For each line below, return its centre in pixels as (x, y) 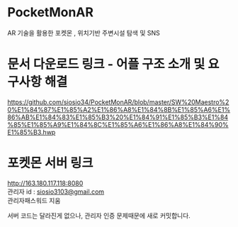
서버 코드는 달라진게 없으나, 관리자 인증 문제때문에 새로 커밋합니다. (99, 215)
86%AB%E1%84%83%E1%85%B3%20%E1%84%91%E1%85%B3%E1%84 (118, 117)
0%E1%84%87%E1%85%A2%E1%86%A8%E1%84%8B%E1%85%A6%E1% (119, 109)
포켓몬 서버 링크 (50, 163)
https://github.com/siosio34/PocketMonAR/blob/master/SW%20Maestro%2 (118, 102)
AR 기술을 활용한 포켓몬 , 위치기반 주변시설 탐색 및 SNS (84, 33)
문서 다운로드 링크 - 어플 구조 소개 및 (106, 64)
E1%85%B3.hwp (32, 132)
